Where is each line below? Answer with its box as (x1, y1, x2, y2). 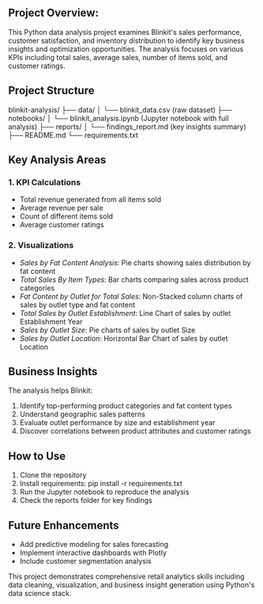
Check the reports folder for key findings (19, 496, 152, 505)
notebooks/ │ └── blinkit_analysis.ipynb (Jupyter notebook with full (8, 113, 229, 123)
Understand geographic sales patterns (19, 409, 146, 419)
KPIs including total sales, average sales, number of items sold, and (8, 52, 228, 62)
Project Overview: (8, 6, 99, 20)
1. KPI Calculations (8, 177, 81, 188)
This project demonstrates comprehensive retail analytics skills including (8, 572, 245, 581)
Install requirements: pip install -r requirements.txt (19, 479, 183, 488)
